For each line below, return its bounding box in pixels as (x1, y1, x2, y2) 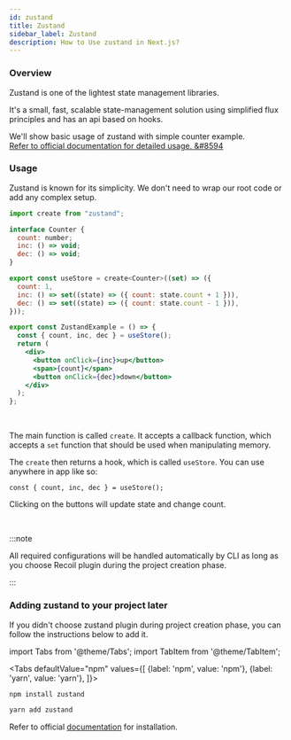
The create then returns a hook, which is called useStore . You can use (9, 457, 265, 468)
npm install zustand (9, 689, 86, 698)
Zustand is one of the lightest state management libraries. (9, 87, 219, 97)
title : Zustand (9, 21, 65, 30)
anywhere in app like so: (9, 466, 98, 477)
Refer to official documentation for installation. (9, 721, 179, 732)
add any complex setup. (9, 191, 97, 202)
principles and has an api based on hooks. (9, 113, 164, 124)
